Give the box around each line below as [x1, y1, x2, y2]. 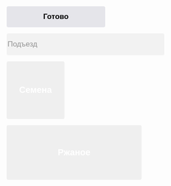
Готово [43, 12, 69, 21]
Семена [19, 85, 53, 95]
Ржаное [57, 147, 91, 157]
